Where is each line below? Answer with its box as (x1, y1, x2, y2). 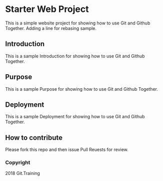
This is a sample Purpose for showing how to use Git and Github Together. (5, 86, 158, 92)
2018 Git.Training (5, 171, 40, 177)
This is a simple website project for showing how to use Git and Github (5, 20, 150, 26)
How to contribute (5, 133, 63, 142)
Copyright (5, 159, 30, 166)
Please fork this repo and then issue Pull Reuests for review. (5, 147, 128, 153)
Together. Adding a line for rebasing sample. (5, 25, 96, 31)
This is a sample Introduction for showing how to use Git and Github (5, 53, 145, 59)
